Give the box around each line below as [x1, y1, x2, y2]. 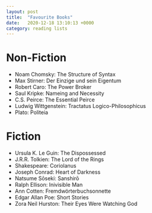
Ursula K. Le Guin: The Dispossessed [14, 150, 106, 157]
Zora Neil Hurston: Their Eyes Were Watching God [14, 200, 138, 208]
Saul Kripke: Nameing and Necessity [14, 90, 104, 97]
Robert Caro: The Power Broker [14, 84, 92, 91]
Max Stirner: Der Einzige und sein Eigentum [14, 77, 122, 84]
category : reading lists [6, 25, 68, 32]
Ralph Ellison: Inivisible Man [14, 181, 83, 189]
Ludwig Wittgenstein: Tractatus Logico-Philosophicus [14, 103, 147, 110]
